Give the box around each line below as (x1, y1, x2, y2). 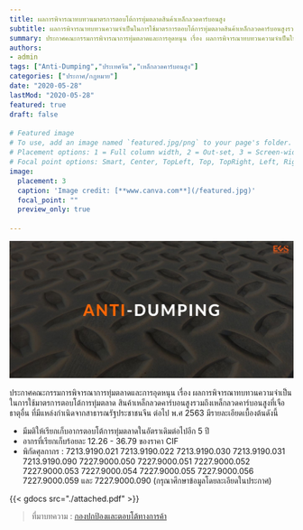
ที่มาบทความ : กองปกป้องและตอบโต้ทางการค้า (31, 510, 167, 521)
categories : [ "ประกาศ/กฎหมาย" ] (9, 72, 119, 81)
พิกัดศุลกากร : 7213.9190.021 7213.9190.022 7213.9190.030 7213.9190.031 (22, 445, 286, 456)
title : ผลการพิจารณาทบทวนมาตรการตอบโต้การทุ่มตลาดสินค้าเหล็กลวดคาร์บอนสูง (9, 14, 225, 23)
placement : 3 (17, 176, 67, 185)
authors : (9, 43, 42, 52)
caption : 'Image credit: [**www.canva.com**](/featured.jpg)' (17, 186, 256, 195)
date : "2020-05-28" (9, 81, 83, 90)
